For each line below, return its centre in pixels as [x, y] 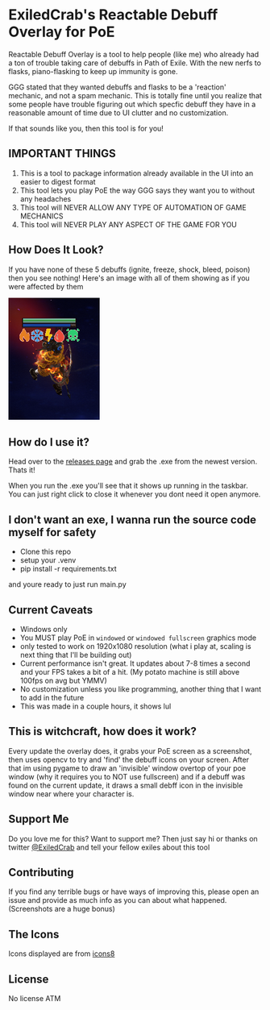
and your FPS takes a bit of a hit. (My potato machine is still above [130, 672]
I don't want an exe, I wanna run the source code [132, 520]
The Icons [34, 934]
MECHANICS [42, 216]
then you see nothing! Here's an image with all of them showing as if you [129, 278]
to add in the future [52, 698]
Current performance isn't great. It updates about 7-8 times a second [135, 663]
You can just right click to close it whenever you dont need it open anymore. [135, 494]
